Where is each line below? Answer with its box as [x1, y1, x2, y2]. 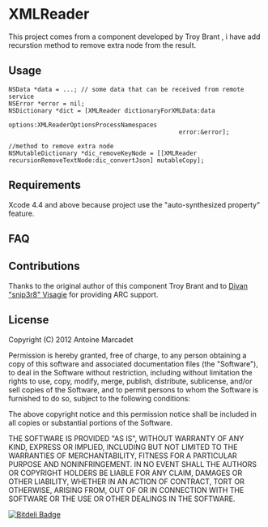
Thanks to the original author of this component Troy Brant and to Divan [8, 281, 249, 290]
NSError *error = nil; [8, 99, 85, 108]
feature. [8, 208, 35, 218]
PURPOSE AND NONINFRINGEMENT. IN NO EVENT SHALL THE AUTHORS [8, 459, 257, 469]
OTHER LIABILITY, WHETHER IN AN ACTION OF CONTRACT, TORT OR [8, 476, 245, 486]
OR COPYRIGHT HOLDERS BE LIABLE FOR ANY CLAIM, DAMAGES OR [8, 468, 243, 478]
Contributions [8, 259, 80, 273]
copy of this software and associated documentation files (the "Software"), [8, 358, 259, 369]
